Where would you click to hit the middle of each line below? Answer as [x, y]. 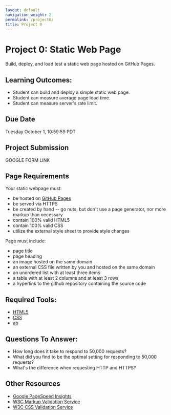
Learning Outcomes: [39, 80]
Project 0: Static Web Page [63, 50]
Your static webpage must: [34, 189]
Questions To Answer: [42, 339]
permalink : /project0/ [29, 19]
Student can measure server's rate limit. [55, 103]
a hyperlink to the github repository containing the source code [79, 284]
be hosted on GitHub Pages [42, 198]
